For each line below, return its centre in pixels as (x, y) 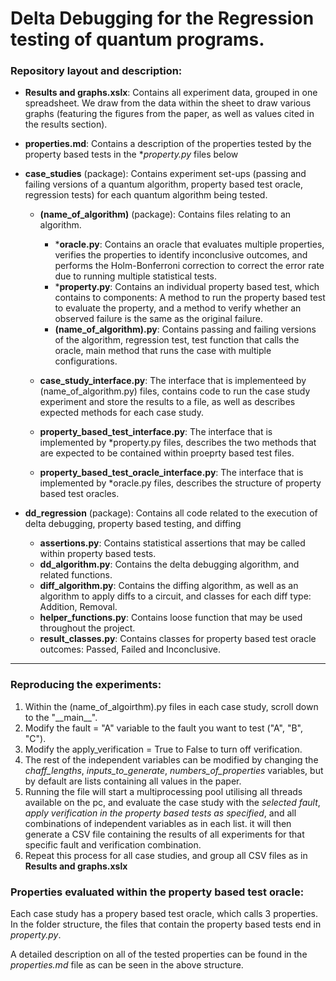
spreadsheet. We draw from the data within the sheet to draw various (168, 103)
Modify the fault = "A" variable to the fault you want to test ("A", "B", (164, 728)
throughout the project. (87, 628)
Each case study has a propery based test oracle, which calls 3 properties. (164, 914)
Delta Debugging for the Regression (162, 18)
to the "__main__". (61, 717)
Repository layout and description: (96, 71)
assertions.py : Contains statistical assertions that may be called (172, 543)
